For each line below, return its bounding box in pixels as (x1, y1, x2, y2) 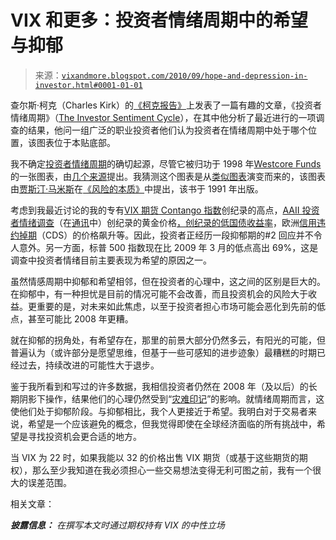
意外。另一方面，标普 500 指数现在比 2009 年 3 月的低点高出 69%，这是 (18, 241, 319, 253)
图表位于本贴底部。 (36, 136, 116, 148)
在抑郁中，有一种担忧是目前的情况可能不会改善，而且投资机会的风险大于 (10, 287, 308, 300)
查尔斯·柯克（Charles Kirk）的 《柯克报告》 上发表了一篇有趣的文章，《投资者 (10, 99, 322, 111)
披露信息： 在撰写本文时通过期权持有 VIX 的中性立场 (10, 519, 225, 531)
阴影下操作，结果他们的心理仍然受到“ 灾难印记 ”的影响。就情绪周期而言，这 (18, 392, 325, 405)
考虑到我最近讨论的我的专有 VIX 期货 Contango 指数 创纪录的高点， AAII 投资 (10, 204, 320, 216)
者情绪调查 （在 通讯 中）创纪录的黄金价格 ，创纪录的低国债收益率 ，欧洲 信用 (10, 216, 317, 228)
